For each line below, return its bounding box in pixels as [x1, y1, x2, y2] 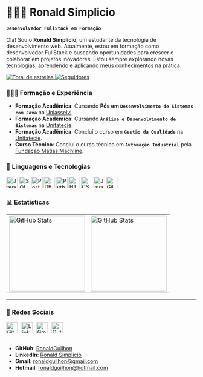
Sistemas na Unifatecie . [14, 122, 74, 129]
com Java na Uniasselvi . [14, 109, 74, 116]
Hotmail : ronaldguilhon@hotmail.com [14, 364, 108, 372]
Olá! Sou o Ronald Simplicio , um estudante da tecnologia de [6, 36, 157, 43]
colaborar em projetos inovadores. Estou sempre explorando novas [6, 55, 173, 62]
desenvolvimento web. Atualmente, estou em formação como [6, 42, 159, 50]
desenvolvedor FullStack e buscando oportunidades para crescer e [6, 48, 174, 56]
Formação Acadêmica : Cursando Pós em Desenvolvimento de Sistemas [14, 102, 193, 110]
